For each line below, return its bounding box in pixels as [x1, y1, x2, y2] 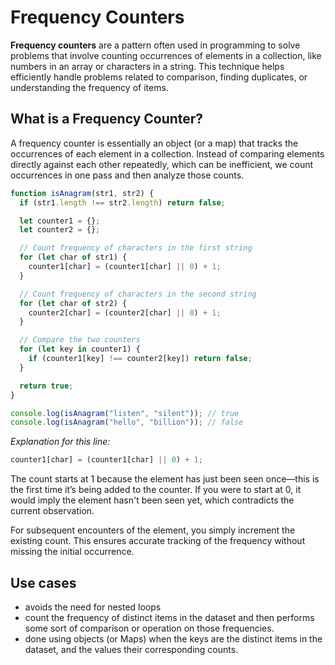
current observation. [10, 505, 95, 517]
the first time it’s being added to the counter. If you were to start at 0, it [10, 484, 302, 496]
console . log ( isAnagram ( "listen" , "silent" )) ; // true [10, 408, 240, 418]
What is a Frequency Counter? [10, 111, 204, 128]
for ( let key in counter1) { [19, 344, 141, 355]
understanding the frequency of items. [10, 81, 169, 93]
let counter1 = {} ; [19, 216, 101, 226]
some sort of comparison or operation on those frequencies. [24, 622, 275, 634]
